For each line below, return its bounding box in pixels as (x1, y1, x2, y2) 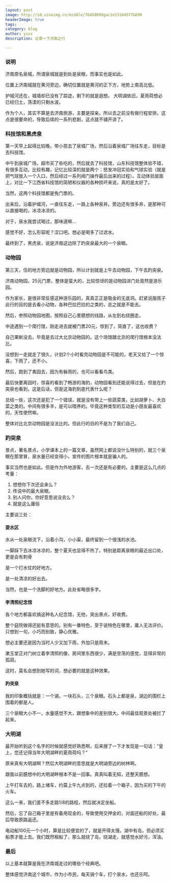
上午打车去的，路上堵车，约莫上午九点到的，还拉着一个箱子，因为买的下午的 (5, 782, 166, 788)
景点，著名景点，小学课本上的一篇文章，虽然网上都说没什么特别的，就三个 (5, 447, 161, 453)
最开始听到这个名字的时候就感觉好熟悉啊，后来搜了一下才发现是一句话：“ (5, 743, 159, 749)
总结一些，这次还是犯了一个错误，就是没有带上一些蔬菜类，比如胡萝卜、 (5, 396, 157, 403)
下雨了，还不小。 (14, 358, 50, 364)
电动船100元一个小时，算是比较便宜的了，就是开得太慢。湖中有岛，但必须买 (5, 827, 164, 833)
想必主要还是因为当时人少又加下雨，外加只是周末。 (5, 640, 112, 646)
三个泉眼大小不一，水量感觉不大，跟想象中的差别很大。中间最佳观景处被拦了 (5, 710, 166, 716)
